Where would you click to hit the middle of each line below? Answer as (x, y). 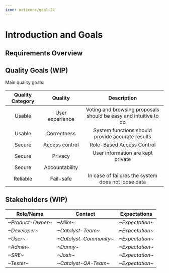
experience (61, 119)
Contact (85, 214)
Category (23, 101)
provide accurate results (123, 137)
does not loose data (123, 182)
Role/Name (30, 214)
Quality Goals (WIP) (37, 70)
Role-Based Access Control (123, 145)
